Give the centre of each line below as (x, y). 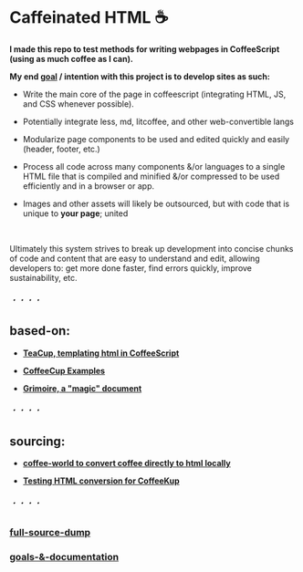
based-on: (40, 331)
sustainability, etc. (43, 277)
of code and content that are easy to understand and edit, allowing (135, 258)
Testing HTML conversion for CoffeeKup (101, 481)
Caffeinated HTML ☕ (89, 18)
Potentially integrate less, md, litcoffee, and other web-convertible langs (158, 121)
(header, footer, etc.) (61, 149)
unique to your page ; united (75, 213)
